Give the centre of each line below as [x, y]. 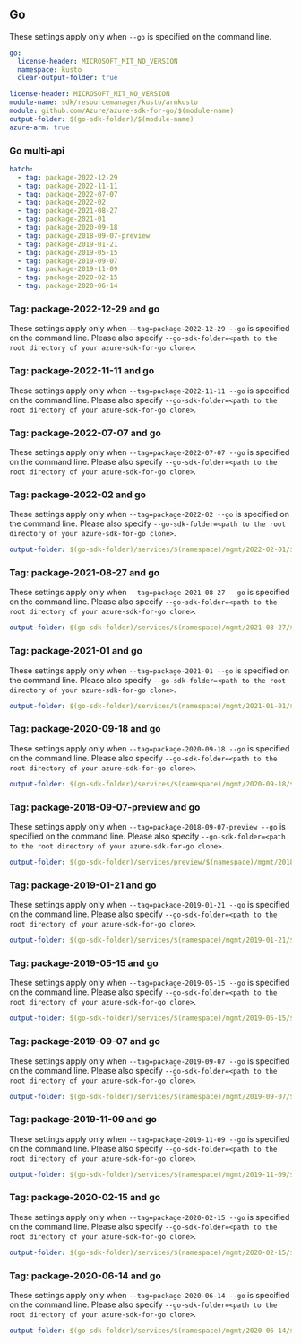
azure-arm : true [39, 127]
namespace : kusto [50, 70]
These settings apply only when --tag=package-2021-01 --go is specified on [149, 670]
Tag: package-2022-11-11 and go [82, 371]
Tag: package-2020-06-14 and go [85, 1276]
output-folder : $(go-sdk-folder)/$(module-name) [102, 119]
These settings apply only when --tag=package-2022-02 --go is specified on [149, 514]
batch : [21, 169]
